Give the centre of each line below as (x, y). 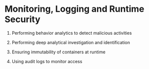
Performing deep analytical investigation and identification (71, 42)
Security (22, 19)
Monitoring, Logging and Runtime (74, 9)
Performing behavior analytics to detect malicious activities (72, 33)
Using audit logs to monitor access (47, 61)
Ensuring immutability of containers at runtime (59, 52)
